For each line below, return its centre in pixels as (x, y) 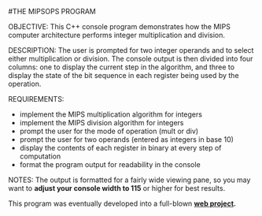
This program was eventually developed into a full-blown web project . (122, 203)
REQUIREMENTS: (36, 99)
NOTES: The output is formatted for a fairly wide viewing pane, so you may (129, 180)
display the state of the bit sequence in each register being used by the (124, 75)
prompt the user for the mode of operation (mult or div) (109, 131)
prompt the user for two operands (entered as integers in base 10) (127, 140)
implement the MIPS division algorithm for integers (101, 123)
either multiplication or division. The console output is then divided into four (131, 59)
